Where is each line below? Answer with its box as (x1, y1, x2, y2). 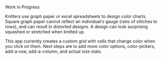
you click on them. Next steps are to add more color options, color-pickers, (5, 44, 156, 49)
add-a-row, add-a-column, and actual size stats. (5, 48, 102, 54)
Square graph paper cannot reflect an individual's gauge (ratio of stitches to (5, 19, 158, 24)
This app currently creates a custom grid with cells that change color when (5, 38, 156, 44)
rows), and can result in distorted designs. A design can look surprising (5, 24, 148, 29)
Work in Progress (5, 4, 40, 10)
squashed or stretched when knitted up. (5, 29, 85, 34)
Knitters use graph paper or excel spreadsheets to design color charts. (5, 14, 147, 19)
